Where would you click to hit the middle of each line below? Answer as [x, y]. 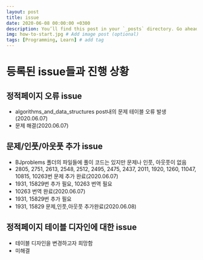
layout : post [23, 12]
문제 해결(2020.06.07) [42, 125]
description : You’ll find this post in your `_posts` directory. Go [94, 29]
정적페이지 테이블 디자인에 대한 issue [72, 227]
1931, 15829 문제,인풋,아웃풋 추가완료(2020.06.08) [76, 206]
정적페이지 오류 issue [44, 96]
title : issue [23, 18]
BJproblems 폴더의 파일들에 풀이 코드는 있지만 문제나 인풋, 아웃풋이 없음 [101, 162]
